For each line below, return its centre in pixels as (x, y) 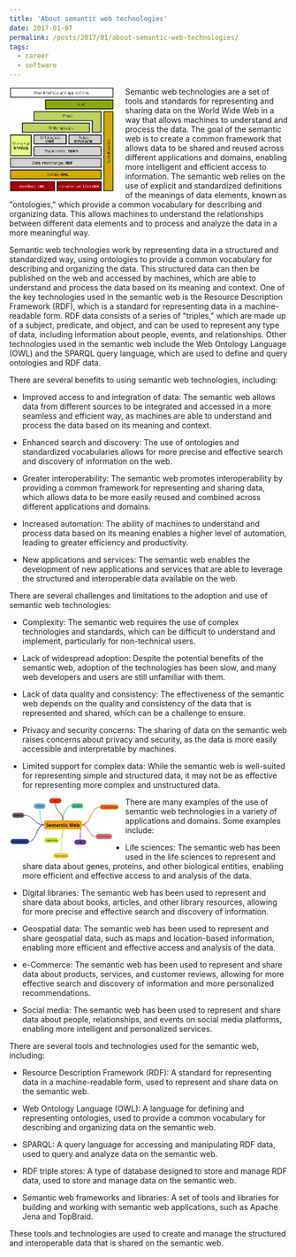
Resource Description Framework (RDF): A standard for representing (147, 1072)
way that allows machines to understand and (206, 120)
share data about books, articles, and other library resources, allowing (149, 902)
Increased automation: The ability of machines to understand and (141, 524)
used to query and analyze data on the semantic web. (120, 1154)
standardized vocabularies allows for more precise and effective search (152, 452)
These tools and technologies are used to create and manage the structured (148, 1234)
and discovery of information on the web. (97, 461)
